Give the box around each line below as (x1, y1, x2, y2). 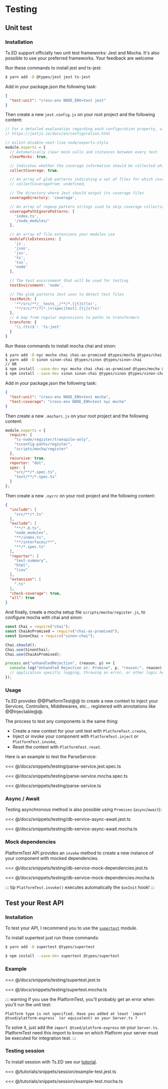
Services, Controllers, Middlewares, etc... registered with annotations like (5, 703, 156, 709)
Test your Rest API (5, 899, 64, 907)
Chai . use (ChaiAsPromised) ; (5, 652, 61, 657)
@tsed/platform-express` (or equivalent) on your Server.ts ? (5, 1015, 137, 1020)
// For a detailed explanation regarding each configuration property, (5, 127, 157, 132)
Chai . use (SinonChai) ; (5, 647, 50, 652)
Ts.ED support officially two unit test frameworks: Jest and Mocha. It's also (5, 50, 160, 56)
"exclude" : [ (9, 521, 37, 526)
